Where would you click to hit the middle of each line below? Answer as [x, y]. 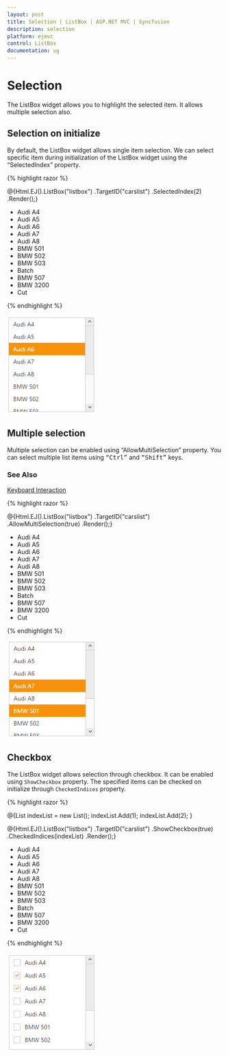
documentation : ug [33, 51]
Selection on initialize [54, 134]
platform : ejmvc [30, 36]
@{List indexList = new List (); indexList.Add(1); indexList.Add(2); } [100, 815]
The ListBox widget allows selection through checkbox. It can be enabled [110, 774]
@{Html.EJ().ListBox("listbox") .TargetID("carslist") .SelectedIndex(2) [104, 191]
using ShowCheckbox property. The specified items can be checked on [104, 781]
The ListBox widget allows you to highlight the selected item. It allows [105, 104]
